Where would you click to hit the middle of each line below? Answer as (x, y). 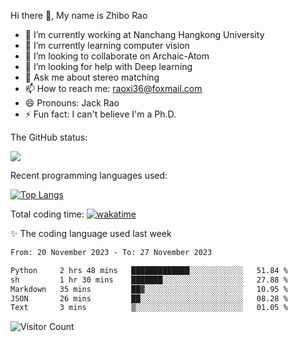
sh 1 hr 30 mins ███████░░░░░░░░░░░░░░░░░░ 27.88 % (149, 280)
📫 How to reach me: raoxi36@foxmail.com (113, 88)
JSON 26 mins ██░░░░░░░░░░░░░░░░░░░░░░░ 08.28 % (149, 298)
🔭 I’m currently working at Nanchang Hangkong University (144, 34)
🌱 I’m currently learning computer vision (107, 45)
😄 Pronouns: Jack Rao (72, 103)
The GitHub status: (49, 137)
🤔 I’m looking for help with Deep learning (108, 66)
